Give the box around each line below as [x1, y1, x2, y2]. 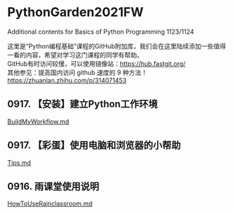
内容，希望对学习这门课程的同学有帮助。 [25, 51, 143, 59]
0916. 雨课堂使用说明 [7, 180, 100, 192]
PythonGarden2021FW [7, 4, 144, 20]
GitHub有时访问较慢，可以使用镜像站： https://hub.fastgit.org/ [7, 59, 186, 67]
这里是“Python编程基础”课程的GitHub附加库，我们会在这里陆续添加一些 [7, 41, 214, 50]
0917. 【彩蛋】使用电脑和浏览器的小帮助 [7, 140, 181, 152]
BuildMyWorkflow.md [7, 117, 70, 126]
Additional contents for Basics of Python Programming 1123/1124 [7, 27, 194, 36]
